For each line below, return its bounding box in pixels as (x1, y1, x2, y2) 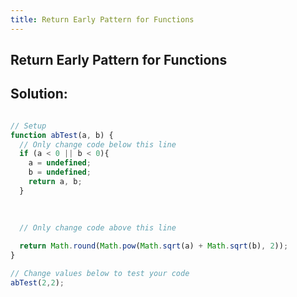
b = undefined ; (28, 167, 92, 178)
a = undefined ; (28, 158, 92, 168)
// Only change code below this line (19, 139, 177, 150)
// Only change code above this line (19, 223, 177, 233)
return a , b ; (28, 177, 83, 187)
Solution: (10, 86, 68, 103)
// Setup (10, 121, 47, 131)
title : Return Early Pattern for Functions (10, 14, 195, 25)
